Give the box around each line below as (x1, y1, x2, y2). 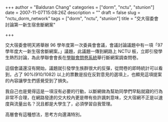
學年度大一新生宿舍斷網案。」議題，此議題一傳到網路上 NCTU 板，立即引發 (5, 48, 158, 54)
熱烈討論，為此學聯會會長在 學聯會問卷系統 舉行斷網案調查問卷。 (9, 54, 141, 60)
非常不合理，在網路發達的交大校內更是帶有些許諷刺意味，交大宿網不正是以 (5, 94, 158, 100)
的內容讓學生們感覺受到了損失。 (5, 77, 71, 83)
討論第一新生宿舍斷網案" (5, 22, 56, 27)
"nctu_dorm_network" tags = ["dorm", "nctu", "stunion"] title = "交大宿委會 (5, 15, 159, 21)
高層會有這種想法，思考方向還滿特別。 (5, 111, 84, 117)
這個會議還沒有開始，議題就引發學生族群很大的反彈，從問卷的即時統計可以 (5, 65, 158, 71)
